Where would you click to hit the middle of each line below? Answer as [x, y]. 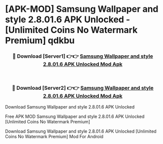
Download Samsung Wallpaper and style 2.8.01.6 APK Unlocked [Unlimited [81, 131]
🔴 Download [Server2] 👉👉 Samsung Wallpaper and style [83, 88]
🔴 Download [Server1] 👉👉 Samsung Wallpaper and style [83, 56]
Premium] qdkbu [40, 41]
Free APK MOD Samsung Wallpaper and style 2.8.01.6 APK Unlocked [75, 116]
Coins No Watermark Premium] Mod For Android [54, 136]
